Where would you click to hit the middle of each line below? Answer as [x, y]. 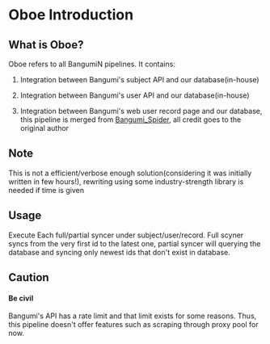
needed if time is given [46, 190]
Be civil [21, 298]
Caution [29, 277]
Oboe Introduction [71, 15]
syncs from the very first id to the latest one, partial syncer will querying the [135, 243]
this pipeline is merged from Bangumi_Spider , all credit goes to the [131, 120]
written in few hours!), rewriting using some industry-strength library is [126, 181]
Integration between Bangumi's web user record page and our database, [141, 111]
